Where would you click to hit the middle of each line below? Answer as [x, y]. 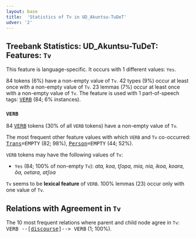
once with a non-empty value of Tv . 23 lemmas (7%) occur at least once [93, 87]
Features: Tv [29, 55]
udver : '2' [19, 22]
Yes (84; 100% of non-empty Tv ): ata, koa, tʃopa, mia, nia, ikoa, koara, [99, 166]
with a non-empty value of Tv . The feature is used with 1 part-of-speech [93, 93]
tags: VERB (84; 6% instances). [43, 100]
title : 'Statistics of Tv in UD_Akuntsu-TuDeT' [66, 17]
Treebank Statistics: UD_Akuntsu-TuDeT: [82, 46]
